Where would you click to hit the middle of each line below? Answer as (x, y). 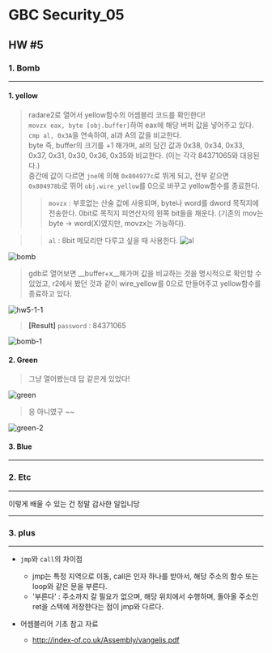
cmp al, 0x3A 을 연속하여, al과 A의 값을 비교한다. (105, 135)
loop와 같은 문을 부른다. (70, 587)
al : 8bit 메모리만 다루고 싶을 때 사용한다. (113, 241)
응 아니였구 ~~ (51, 412)
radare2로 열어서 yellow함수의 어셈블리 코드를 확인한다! (117, 115)
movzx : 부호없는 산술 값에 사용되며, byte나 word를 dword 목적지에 (153, 203)
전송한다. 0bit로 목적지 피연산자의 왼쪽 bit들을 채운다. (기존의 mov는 (156, 213)
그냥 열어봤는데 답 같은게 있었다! (79, 379)
